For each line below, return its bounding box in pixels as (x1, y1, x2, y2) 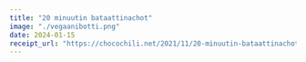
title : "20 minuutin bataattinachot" (9, 13, 153, 23)
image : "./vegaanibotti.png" (9, 22, 120, 31)
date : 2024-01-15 (9, 30, 76, 39)
